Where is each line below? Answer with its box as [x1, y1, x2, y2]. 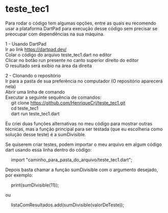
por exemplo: [5, 172, 33, 178]
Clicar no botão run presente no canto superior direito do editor [5, 57, 139, 63]
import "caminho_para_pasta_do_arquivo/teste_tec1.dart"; [11, 157, 133, 163]
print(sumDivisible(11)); [11, 182, 59, 188]
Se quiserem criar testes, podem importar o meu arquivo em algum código [5, 141, 162, 147]
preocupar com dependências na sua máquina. [5, 31, 105, 37]
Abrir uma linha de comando [5, 89, 65, 95]
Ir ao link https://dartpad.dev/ [5, 46, 67, 52]
